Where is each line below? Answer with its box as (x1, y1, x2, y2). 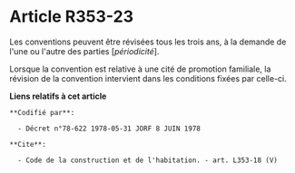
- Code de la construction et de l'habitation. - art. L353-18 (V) (17, 156, 279, 165)
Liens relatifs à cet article (9, 91, 107, 101)
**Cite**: (9, 139, 47, 149)
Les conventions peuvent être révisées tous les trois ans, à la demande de (9, 36, 287, 47)
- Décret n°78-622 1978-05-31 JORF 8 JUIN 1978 (17, 124, 202, 133)
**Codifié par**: (9, 108, 75, 117)
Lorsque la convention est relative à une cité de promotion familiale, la (9, 63, 271, 74)
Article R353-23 (9, 6, 134, 27)
